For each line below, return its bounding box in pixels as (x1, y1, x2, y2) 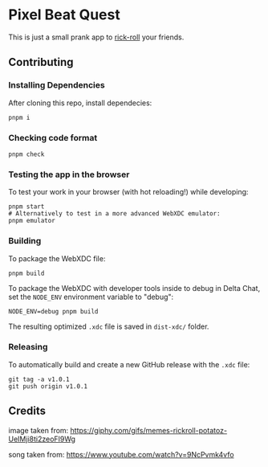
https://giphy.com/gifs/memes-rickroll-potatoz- (70, 425, 227, 435)
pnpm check (8, 150, 45, 158)
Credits (8, 404, 47, 418)
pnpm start (8, 203, 45, 211)
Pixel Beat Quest (8, 6, 120, 24)
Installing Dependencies (8, 80, 106, 91)
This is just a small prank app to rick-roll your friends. (8, 32, 185, 42)
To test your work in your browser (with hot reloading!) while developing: (8, 187, 249, 197)
